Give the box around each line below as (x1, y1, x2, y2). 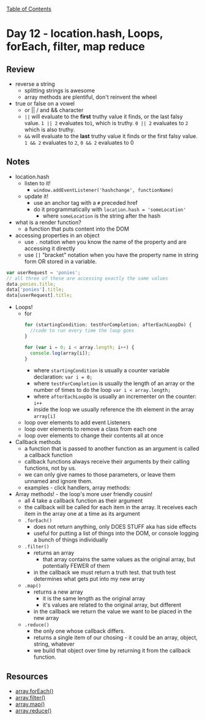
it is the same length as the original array (42, 595, 146, 602)
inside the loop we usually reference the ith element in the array (33, 406, 195, 413)
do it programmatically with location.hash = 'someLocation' (33, 205, 187, 213)
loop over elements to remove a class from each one (24, 426, 157, 433)
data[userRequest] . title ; (6, 293, 72, 299)
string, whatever (33, 640, 75, 648)
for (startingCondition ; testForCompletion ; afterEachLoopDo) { (24, 322, 192, 328)
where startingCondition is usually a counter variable (33, 367, 170, 374)
